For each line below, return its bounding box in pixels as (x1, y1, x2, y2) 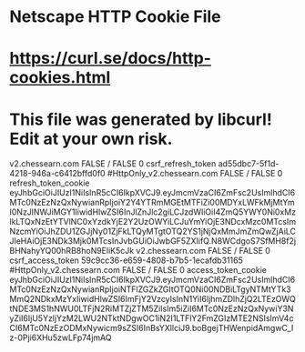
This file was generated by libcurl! (9, 109, 273, 129)
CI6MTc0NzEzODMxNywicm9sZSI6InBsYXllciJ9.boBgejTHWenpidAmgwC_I (9, 323, 294, 334)
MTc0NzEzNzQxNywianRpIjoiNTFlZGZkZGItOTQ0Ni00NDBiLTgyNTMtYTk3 (9, 284, 291, 295)
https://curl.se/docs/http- (9, 48, 212, 69)
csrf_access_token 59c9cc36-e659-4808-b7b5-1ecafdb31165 (9, 255, 243, 266)
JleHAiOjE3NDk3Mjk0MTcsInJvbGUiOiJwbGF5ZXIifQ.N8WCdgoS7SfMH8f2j (9, 236, 297, 246)
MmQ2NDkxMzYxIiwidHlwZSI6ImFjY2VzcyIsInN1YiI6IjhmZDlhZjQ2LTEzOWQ (9, 294, 296, 305)
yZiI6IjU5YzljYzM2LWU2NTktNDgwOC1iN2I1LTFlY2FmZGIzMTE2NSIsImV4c (9, 313, 294, 324)
